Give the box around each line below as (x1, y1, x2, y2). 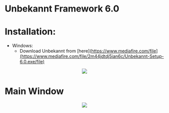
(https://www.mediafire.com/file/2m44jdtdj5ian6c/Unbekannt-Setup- (19, 53, 164, 59)
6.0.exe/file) (19, 59, 45, 65)
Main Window (5, 86, 64, 97)
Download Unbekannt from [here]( (19, 48, 92, 54)
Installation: (5, 26, 56, 38)
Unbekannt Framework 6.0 (5, 3, 119, 15)
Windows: (12, 43, 33, 49)
